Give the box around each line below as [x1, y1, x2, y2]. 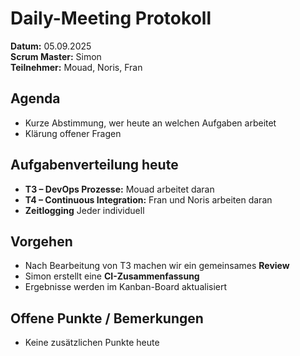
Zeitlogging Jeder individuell [24, 204, 145, 216]
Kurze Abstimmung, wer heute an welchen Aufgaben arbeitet [24, 117, 277, 129]
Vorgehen [10, 233, 73, 250]
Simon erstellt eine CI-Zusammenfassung [24, 270, 200, 282]
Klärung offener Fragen [24, 127, 122, 139]
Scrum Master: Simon [10, 50, 102, 62]
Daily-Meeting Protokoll [10, 7, 212, 30]
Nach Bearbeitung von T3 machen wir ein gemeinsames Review [24, 260, 290, 272]
